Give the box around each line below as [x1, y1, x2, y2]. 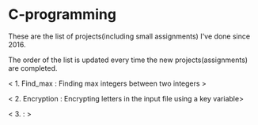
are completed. [8, 63, 58, 72]
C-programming [8, 6, 117, 24]
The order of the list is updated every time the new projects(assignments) [8, 55, 248, 64]
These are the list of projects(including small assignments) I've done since [8, 31, 251, 41]
